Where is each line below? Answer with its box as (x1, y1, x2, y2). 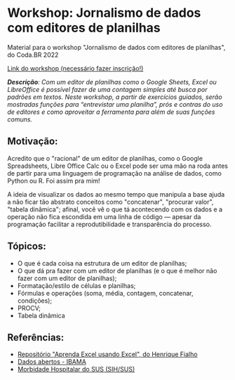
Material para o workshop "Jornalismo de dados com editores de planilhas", (7, 43, 226, 51)
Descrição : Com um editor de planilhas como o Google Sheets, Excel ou (7, 77, 217, 86)
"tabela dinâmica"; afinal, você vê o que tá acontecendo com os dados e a (7, 205, 223, 214)
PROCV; (17, 303, 41, 312)
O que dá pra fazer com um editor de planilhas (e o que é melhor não (17, 266, 217, 275)
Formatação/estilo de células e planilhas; (17, 281, 136, 289)
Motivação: (7, 136, 58, 148)
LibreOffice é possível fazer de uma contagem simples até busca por (7, 85, 208, 93)
